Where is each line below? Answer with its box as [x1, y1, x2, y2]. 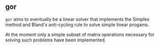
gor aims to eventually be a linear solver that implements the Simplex [5, 16, 149, 22]
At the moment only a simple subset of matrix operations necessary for [5, 31, 154, 37]
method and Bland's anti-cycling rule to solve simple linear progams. [5, 21, 149, 28]
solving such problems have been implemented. [5, 37, 106, 43]
